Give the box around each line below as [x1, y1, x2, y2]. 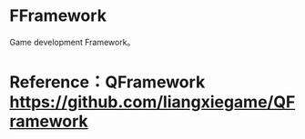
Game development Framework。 [9, 36, 136, 47]
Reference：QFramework [9, 72, 206, 93]
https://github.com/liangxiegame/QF [9, 92, 296, 113]
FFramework [9, 5, 107, 26]
